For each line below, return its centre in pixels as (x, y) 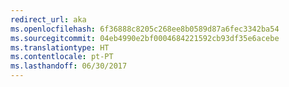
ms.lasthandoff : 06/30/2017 (69, 66)
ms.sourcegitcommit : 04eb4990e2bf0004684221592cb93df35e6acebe (145, 38)
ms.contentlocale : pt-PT (62, 57)
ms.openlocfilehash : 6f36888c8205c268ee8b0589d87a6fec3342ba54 (145, 29)
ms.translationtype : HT (60, 47)
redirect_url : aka (48, 19)
